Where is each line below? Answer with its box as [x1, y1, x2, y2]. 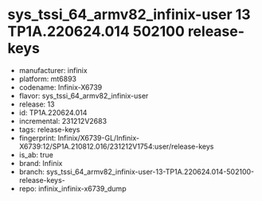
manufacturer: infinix [18, 65, 88, 75]
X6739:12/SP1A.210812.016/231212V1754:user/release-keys [18, 141, 214, 151]
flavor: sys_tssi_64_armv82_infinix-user [18, 91, 149, 100]
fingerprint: [18, 133, 57, 142]
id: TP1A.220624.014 [18, 107, 88, 117]
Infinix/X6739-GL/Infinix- [57, 133, 140, 142]
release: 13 [18, 99, 55, 109]
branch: [18, 167, 45, 176]
